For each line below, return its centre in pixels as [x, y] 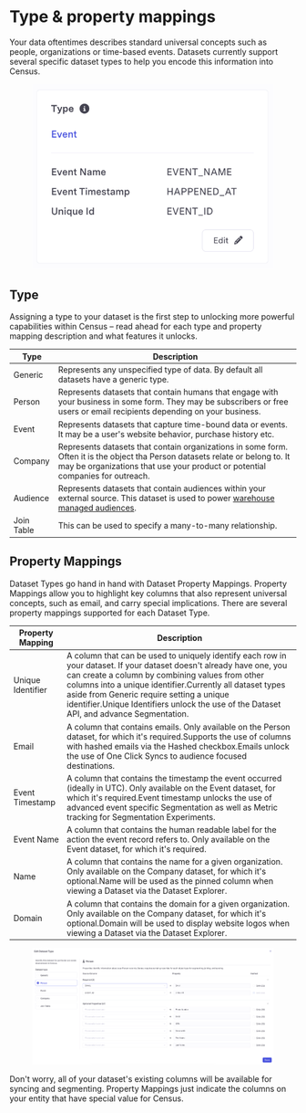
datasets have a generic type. [113, 380]
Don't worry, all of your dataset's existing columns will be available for [141, 1079]
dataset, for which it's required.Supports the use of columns [179, 736]
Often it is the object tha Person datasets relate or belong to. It [174, 456]
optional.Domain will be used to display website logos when [178, 923]
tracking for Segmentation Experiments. [141, 817]
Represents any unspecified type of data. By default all [160, 370]
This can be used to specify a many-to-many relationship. [168, 525]
